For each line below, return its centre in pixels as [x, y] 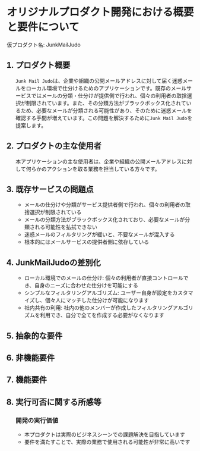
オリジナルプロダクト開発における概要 [101, 12]
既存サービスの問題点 [54, 189]
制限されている [63, 212]
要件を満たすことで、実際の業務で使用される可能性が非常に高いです [107, 442]
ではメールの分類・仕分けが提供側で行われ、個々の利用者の [104, 95]
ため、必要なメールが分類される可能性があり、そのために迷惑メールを [106, 110]
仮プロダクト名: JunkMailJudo [44, 45]
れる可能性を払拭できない [66, 227]
